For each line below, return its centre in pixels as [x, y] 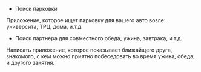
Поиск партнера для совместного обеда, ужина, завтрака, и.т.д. [99, 38]
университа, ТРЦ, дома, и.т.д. [44, 27]
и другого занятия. [31, 63]
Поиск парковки [36, 9]
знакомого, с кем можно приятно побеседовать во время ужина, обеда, [100, 56]
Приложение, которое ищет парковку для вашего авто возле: [86, 20]
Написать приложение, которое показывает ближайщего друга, [89, 50]
